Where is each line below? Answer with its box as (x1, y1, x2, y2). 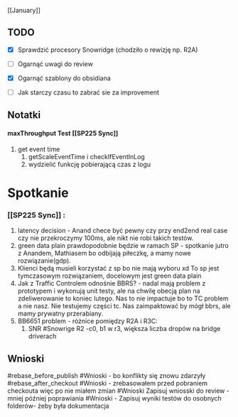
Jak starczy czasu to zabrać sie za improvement (17, 88, 160, 97)
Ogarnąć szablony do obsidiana (17, 74, 112, 82)
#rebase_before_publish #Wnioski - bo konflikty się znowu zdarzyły (7, 371, 206, 379)
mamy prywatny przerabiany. (17, 309, 104, 318)
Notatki (7, 109, 41, 121)
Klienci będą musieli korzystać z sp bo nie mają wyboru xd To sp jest (17, 264, 220, 273)
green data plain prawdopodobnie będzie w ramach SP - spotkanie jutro (17, 242, 229, 250)
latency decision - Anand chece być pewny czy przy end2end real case (17, 227, 228, 235)
